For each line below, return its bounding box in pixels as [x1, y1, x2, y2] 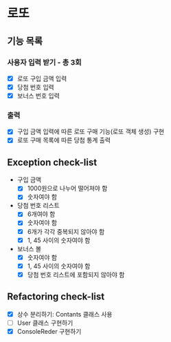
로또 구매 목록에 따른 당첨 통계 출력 [16, 136, 111, 145]
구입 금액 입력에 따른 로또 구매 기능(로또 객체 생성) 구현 [16, 127, 165, 136]
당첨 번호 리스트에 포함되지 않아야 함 [27, 270, 125, 279]
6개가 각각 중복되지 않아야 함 [27, 227, 105, 235]
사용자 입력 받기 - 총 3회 [7, 57, 82, 67]
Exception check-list [7, 156, 98, 168]
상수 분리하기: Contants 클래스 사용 [16, 310, 113, 318]
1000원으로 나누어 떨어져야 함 [27, 184, 108, 193]
